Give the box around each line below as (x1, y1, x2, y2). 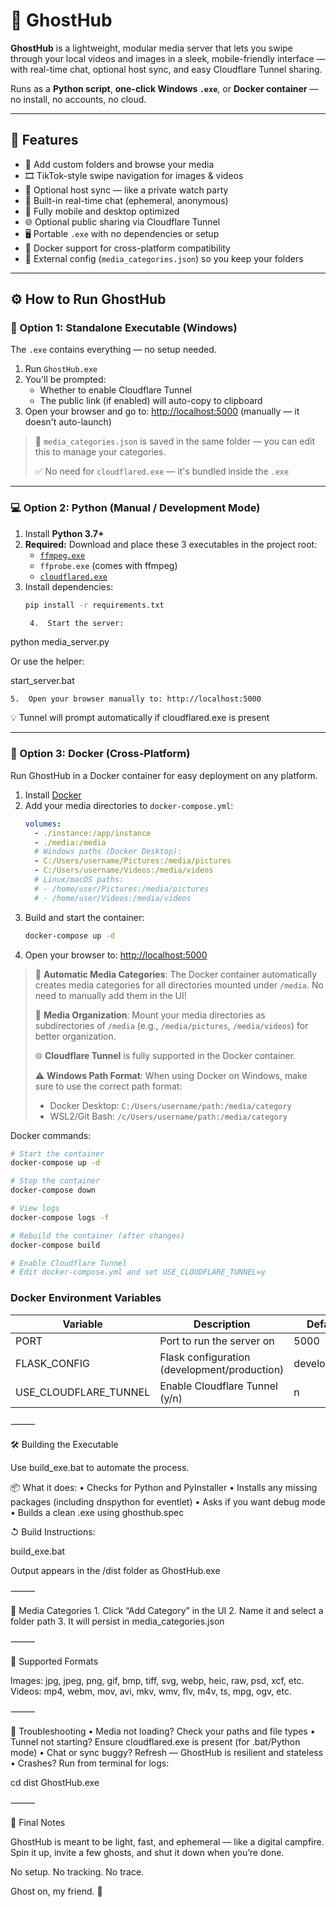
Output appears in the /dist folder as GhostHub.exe (10, 1564, 221, 1576)
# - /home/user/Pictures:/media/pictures (34, 884, 210, 894)
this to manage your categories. (34, 446, 167, 458)
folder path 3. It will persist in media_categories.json (10, 1615, 225, 1627)
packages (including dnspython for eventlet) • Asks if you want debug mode (10, 1495, 326, 1508)
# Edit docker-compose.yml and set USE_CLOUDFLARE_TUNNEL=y (10, 1267, 267, 1278)
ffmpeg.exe (39, 550, 86, 561)
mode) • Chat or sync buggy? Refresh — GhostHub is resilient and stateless (10, 1746, 324, 1758)
